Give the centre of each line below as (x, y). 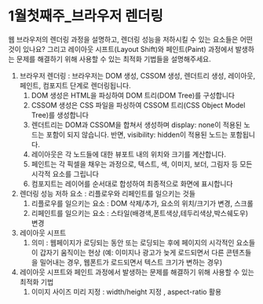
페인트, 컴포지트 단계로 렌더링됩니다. (75, 85)
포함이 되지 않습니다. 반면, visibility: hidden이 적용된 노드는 (137, 134)
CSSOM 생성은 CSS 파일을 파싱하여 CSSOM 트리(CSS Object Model (138, 105)
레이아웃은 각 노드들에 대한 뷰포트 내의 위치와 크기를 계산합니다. (128, 154)
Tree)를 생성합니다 (60, 115)
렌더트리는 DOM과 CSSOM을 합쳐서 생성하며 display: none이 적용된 (136, 125)
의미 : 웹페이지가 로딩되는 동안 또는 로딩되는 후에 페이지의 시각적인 (133, 242)
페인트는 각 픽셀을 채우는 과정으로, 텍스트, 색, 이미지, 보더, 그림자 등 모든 (142, 164)
